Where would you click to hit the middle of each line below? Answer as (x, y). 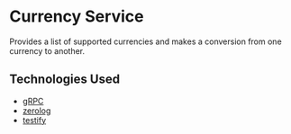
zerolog (36, 111)
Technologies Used (64, 80)
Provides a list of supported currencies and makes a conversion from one (145, 41)
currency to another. (47, 50)
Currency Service (77, 17)
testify (34, 120)
